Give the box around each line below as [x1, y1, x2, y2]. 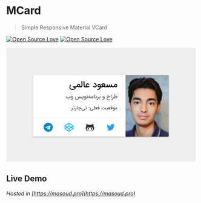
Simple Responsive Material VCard [21, 24, 108, 31]
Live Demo [6, 174, 47, 184]
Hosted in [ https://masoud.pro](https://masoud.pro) [6, 190, 136, 197]
